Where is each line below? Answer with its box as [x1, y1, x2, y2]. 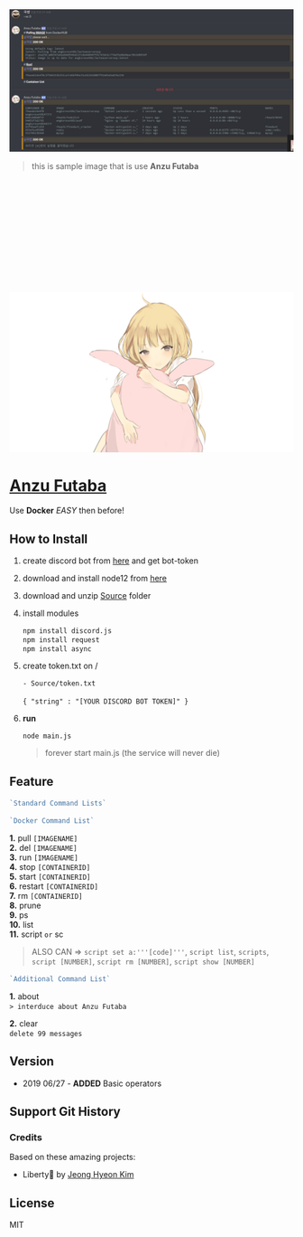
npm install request [22, 636, 100, 645]
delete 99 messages [9, 1029, 83, 1038]
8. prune [9, 900, 41, 911]
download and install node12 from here [22, 573, 168, 584]
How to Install [9, 531, 88, 546]
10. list [9, 919, 34, 930]
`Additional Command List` [9, 974, 111, 984]
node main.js [22, 732, 72, 741]
